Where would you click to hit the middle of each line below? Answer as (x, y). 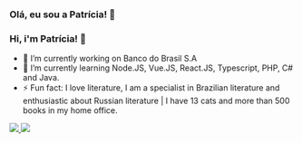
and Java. (41, 78)
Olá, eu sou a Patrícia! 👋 (63, 14)
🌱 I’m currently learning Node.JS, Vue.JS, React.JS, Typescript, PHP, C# (157, 68)
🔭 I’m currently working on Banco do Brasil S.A (110, 59)
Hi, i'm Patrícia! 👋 (48, 38)
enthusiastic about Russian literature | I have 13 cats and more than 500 (156, 101)
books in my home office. (70, 110)
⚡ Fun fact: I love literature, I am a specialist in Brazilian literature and (151, 88)
